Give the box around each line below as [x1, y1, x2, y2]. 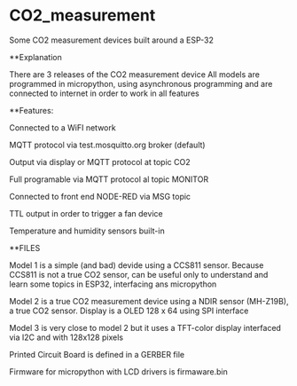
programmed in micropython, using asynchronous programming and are [9, 78, 273, 89]
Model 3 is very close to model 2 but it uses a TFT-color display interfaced [9, 322, 282, 333]
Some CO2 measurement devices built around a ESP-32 [9, 35, 215, 45]
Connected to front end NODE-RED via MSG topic [9, 191, 191, 201]
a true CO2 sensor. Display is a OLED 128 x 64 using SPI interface [9, 305, 249, 316]
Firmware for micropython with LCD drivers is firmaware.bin [9, 366, 229, 377]
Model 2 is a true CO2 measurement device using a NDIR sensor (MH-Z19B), [9, 295, 289, 306]
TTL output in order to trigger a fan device [9, 208, 163, 218]
